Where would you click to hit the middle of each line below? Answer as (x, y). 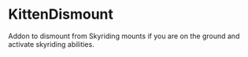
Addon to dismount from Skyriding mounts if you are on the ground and (124, 36)
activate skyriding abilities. (51, 44)
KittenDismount (61, 14)
